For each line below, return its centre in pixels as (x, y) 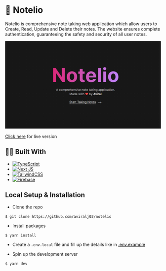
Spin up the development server (45, 254)
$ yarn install (21, 235)
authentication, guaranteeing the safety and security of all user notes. (76, 34)
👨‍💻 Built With (26, 152)
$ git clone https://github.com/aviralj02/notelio (58, 216)
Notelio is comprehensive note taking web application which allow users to (81, 24)
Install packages (29, 226)
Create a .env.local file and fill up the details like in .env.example (79, 244)
